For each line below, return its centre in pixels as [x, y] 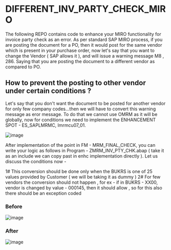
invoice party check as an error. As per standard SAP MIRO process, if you [84, 40]
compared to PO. [23, 67]
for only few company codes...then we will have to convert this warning [81, 109]
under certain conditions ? [48, 91]
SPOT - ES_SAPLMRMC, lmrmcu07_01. [46, 125]
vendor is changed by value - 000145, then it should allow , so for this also [84, 187]
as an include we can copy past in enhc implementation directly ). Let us [81, 156]
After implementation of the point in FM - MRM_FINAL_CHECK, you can [80, 145]
